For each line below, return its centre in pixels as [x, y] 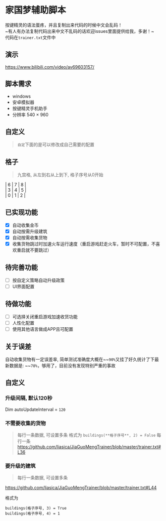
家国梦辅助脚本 [36, 10]
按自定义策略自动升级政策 [38, 280]
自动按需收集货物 [30, 238]
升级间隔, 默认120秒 [29, 398]
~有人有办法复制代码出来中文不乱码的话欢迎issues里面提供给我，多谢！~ [80, 31]
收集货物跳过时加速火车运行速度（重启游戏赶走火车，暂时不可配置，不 [84, 244]
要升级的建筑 [21, 466]
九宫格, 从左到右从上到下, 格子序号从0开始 [60, 175]
